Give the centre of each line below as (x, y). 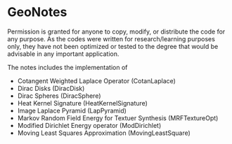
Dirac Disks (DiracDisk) (51, 88)
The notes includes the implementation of (67, 67)
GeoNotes (37, 12)
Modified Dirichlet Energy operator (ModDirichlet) (89, 125)
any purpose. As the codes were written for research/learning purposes (111, 38)
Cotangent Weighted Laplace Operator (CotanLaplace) (96, 80)
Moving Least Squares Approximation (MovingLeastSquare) (104, 133)
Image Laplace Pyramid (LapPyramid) (72, 110)
